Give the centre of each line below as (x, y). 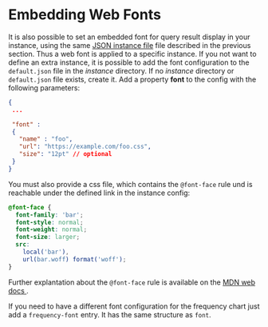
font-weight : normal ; (51, 229)
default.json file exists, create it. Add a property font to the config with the (132, 79)
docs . (19, 290)
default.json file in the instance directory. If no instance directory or (121, 70)
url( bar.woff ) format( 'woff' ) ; (75, 259)
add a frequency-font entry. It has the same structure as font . (110, 314)
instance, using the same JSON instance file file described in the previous (130, 45)
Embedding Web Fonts (85, 15)
